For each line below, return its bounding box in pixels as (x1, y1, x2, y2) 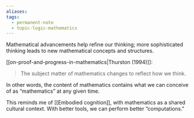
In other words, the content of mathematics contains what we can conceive (6, 82, 189, 89)
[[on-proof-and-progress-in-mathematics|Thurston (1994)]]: (6, 59, 153, 66)
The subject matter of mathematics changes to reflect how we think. (20, 70, 186, 77)
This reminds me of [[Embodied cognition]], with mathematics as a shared (6, 99, 186, 106)
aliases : (6, 8, 28, 15)
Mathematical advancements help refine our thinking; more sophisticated (6, 41, 183, 48)
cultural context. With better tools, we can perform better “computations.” (6, 105, 185, 112)
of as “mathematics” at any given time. (6, 87, 100, 95)
